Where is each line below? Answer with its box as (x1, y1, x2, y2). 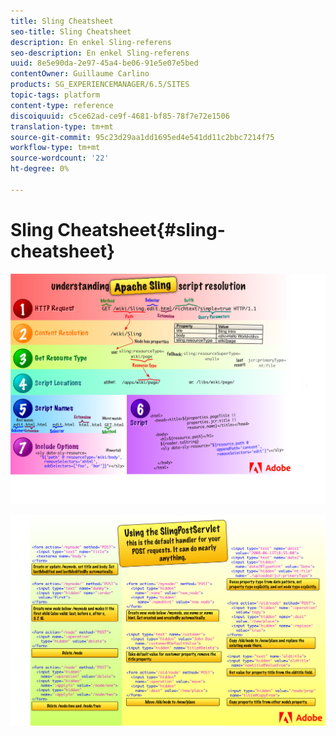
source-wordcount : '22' (10, 153, 110, 164)
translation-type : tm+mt (10, 121, 114, 132)
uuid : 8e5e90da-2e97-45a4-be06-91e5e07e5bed (10, 58, 199, 69)
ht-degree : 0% (10, 164, 70, 174)
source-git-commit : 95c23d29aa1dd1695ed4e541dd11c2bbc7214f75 (10, 132, 275, 142)
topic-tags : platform (10, 90, 101, 100)
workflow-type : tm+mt (10, 143, 101, 153)
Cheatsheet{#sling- (57, 218, 226, 241)
